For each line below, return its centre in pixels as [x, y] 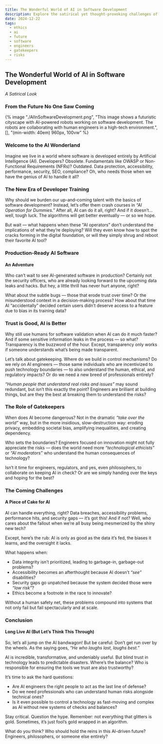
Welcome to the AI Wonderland [43, 145]
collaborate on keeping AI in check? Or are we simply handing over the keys [81, 473]
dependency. [18, 433]
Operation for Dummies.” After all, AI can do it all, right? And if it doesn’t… [79, 210]
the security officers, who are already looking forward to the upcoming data [81, 281]
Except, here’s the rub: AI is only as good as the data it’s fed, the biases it [78, 538]
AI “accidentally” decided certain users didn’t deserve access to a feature [79, 305]
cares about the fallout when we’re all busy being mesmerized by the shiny [80, 523]
